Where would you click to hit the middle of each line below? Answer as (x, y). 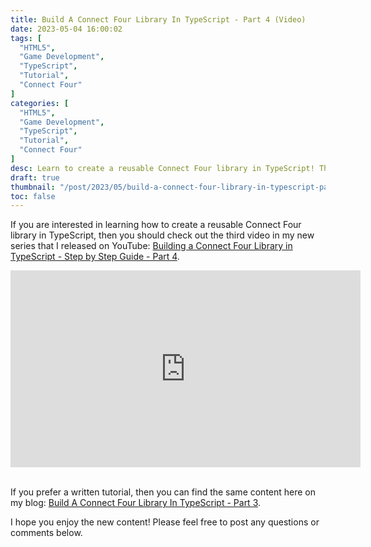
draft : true (35, 177)
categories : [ (40, 103)
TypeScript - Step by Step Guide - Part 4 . (95, 257)
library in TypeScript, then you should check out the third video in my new (162, 235)
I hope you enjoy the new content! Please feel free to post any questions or (165, 522)
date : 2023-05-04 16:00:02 (66, 29)
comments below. (46, 533)
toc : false (33, 196)
